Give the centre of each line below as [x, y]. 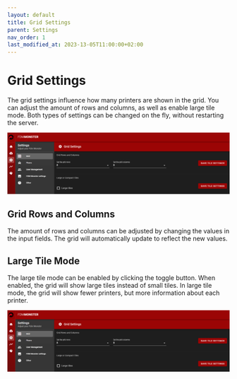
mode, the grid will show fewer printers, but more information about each [114, 293]
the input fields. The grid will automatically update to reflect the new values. [117, 239]
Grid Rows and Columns [61, 214]
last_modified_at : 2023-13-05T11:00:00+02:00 [75, 45]
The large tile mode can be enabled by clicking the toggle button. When [111, 278]
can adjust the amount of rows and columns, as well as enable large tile [111, 108]
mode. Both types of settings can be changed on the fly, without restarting [116, 115]
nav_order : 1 [26, 37]
